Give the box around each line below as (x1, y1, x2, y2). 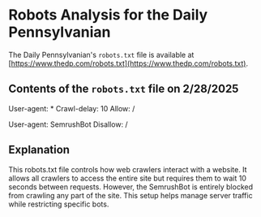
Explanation (8, 143, 71, 157)
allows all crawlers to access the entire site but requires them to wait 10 (8, 173, 247, 183)
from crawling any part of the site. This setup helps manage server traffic (8, 190, 253, 200)
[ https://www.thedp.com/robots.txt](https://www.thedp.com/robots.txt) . (8, 59, 249, 68)
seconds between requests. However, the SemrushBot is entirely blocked (8, 181, 254, 192)
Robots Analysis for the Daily (8, 6, 208, 24)
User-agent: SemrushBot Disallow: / (8, 119, 128, 129)
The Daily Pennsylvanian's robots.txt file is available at (8, 50, 195, 59)
